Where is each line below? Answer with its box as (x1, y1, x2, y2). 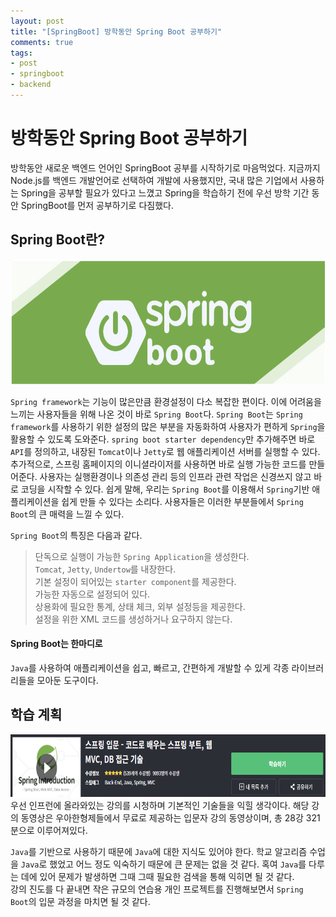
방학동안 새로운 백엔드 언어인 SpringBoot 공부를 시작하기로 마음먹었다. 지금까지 (10, 161, 321, 174)
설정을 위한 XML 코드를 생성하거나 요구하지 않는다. (34, 613, 233, 625)
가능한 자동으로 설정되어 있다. (34, 588, 151, 600)
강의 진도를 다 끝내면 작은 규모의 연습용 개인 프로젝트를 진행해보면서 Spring (10, 883, 304, 895)
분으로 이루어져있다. (10, 824, 88, 836)
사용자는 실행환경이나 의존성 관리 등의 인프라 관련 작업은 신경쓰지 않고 (39, 470, 312, 482)
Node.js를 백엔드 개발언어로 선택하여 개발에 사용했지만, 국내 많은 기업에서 (10, 174, 298, 186)
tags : (10, 48, 33, 58)
